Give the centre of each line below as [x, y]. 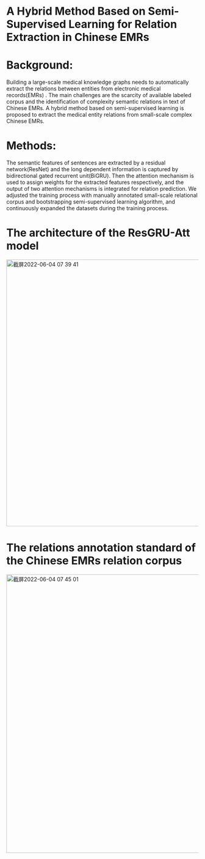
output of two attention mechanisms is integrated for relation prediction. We [102, 189]
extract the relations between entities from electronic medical [84, 89]
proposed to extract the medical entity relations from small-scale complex [99, 115]
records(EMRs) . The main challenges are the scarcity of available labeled [99, 95]
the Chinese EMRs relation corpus [94, 561]
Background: [40, 65]
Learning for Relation [123, 24]
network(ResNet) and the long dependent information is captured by [92, 169]
